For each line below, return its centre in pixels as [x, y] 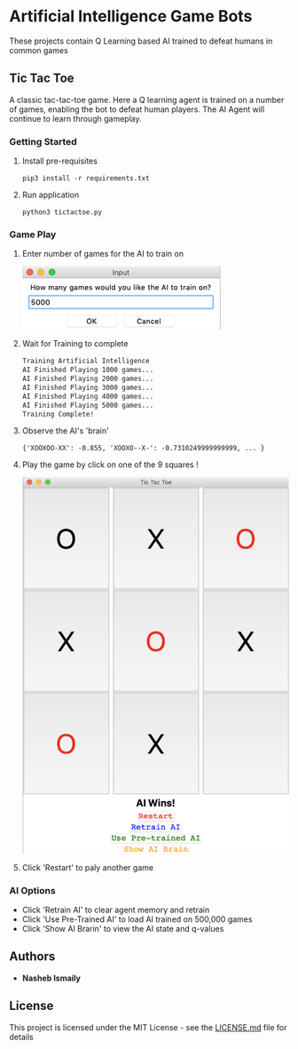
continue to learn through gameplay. [75, 118]
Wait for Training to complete [75, 344]
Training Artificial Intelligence [86, 362]
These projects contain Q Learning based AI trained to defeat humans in [141, 41]
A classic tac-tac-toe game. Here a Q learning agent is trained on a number [147, 99]
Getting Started [43, 141]
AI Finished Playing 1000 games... [88, 370]
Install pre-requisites [59, 161]
